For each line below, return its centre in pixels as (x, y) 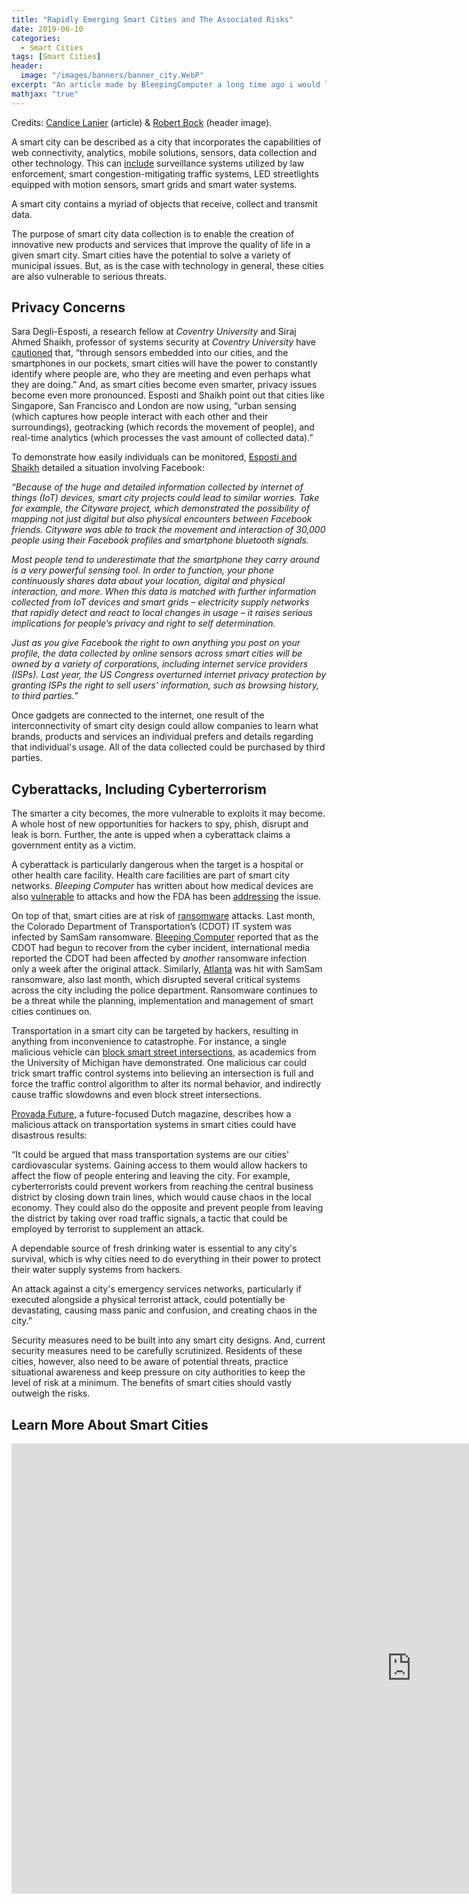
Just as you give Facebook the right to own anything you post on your (156, 643)
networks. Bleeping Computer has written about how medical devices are (162, 886)
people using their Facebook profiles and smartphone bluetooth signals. (160, 540)
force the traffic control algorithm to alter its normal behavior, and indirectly (166, 1084)
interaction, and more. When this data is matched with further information (164, 592)
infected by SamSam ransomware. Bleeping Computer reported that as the (165, 937)
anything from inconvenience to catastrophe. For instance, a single (149, 1042)
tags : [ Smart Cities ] (56, 57)
